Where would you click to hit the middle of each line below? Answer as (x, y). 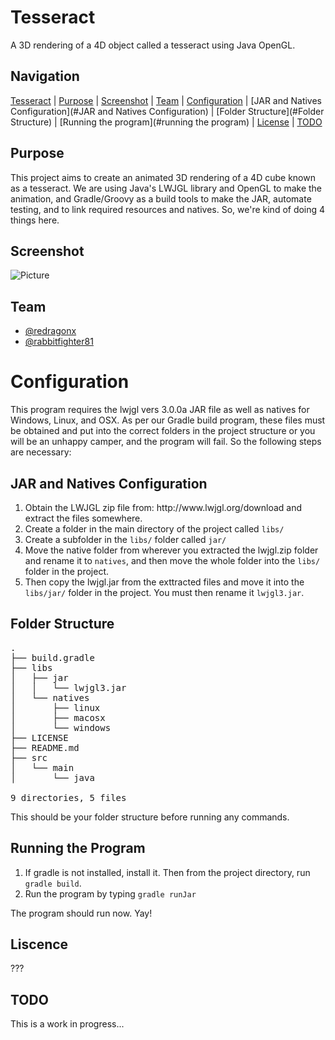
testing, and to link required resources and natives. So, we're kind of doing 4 (168, 209)
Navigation (45, 76)
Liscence (39, 944)
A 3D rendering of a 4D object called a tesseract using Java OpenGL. (153, 45)
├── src (29, 757)
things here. (35, 220)
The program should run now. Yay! (81, 913)
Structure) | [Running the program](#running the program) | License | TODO (166, 122)
